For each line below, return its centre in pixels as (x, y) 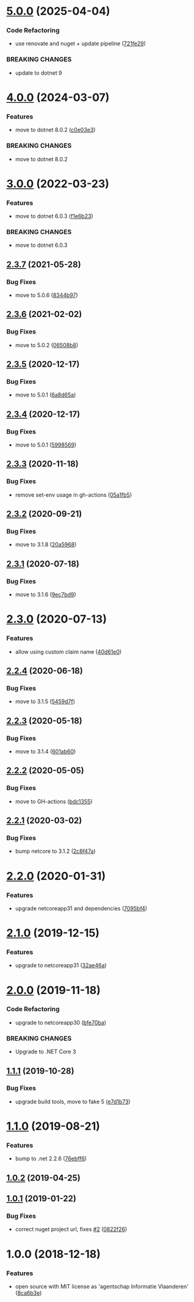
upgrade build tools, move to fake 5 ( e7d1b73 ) (73, 1102)
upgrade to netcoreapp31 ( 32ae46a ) (61, 965)
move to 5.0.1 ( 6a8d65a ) (45, 395)
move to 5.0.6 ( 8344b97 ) (46, 295)
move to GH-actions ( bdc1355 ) (54, 801)
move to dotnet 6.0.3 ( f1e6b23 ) (54, 216)
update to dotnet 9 (38, 73)
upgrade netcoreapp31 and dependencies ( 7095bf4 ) (81, 908)
